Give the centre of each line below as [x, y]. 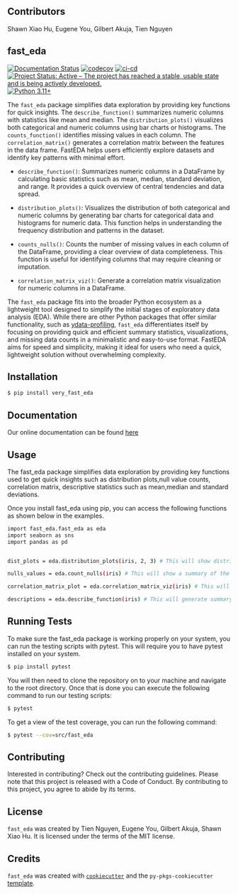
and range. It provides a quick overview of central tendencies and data [121, 186]
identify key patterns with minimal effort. [66, 157]
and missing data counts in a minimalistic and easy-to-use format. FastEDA [117, 339]
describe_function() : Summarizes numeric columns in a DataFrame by [121, 171]
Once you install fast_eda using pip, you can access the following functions [117, 508]
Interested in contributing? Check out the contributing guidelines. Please [113, 774]
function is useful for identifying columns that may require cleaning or [119, 259]
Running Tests [40, 622]
